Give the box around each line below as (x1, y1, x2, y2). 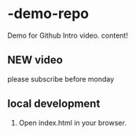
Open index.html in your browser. (18, 118, 127, 127)
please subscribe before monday (7, 74, 115, 83)
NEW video (7, 53, 64, 67)
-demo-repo (7, 5, 90, 23)
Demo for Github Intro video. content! (7, 31, 129, 40)
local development (7, 97, 101, 111)
